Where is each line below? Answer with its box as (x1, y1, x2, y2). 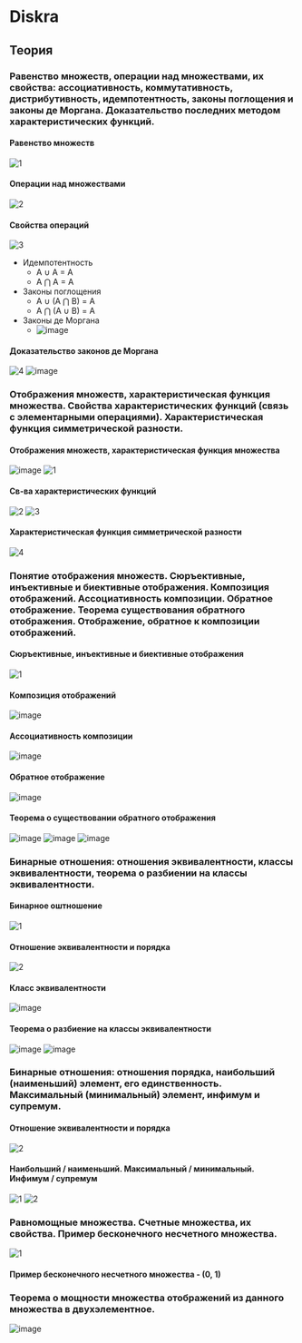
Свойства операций (9, 220, 89, 230)
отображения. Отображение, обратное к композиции (9, 614, 260, 627)
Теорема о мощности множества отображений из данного (9, 1291, 284, 1304)
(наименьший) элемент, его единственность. (9, 1077, 222, 1090)
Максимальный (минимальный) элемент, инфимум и (9, 1089, 260, 1102)
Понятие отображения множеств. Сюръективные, (9, 569, 246, 582)
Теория (9, 43, 54, 58)
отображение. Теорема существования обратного (9, 603, 246, 616)
